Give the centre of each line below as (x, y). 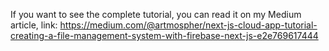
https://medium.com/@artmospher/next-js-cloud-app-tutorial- (188, 25)
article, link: (34, 25)
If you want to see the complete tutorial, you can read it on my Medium (156, 14)
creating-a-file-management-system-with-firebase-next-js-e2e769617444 (164, 35)
